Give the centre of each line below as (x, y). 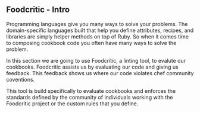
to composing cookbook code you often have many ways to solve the (91, 43)
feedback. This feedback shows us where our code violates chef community (100, 73)
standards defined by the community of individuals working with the (90, 97)
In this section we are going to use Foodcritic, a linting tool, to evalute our (96, 60)
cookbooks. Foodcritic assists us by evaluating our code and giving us (92, 67)
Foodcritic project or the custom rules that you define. (72, 104)
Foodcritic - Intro (38, 10)
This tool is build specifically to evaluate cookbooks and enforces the (91, 91)
